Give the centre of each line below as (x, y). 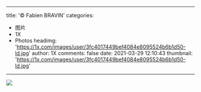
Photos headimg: (36, 40)
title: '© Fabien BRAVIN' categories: (50, 15)
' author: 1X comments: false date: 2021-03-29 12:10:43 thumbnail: (111, 53)
